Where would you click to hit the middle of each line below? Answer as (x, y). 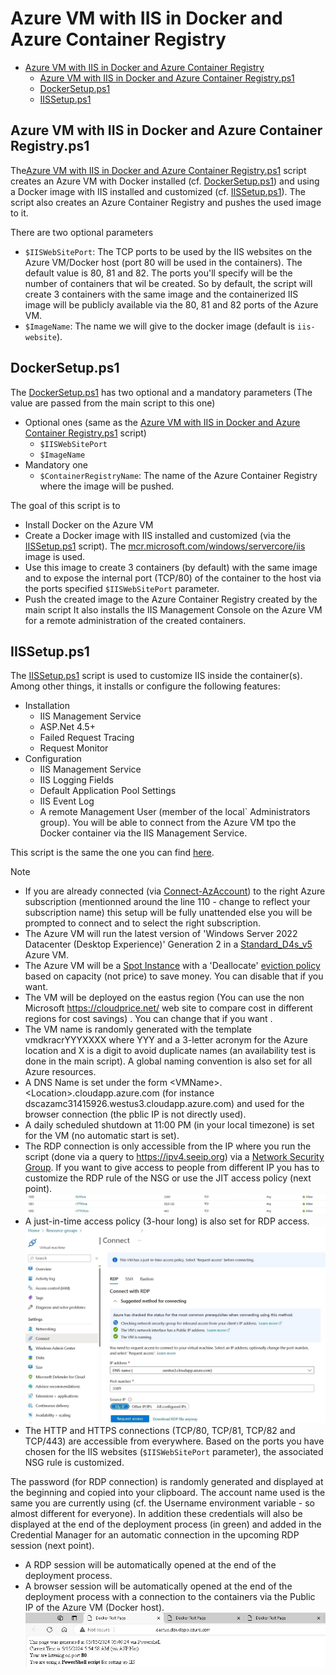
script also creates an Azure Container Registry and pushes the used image (166, 202)
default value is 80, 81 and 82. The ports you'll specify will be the (158, 273)
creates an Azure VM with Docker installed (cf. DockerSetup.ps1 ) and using (165, 181)
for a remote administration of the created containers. (135, 620)
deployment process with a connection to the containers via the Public (170, 1596)
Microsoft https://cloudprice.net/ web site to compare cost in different (168, 1008)
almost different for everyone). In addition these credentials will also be (156, 1513)
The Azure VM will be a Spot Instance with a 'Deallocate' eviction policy (172, 966)
